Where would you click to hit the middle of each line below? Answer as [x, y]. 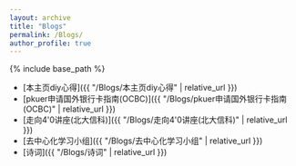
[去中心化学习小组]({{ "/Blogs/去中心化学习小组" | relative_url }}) [143, 141]
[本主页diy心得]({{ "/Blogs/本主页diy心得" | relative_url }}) [130, 88]
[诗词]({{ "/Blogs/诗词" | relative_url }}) [95, 152]
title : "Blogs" [38, 26]
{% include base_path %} [57, 69]
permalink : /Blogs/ [46, 34]
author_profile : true [51, 43]
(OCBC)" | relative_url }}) [69, 109]
